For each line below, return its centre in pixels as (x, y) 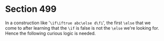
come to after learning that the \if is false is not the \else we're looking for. (82, 28)
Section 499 (31, 9)
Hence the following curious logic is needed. (51, 33)
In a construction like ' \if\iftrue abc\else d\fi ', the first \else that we (78, 23)
